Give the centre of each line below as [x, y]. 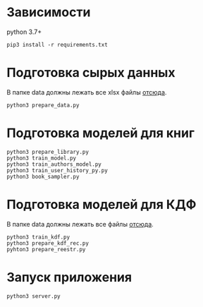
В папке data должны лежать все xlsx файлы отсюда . [87, 92]
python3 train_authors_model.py [54, 164]
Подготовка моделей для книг [101, 133]
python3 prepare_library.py [48, 152]
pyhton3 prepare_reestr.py [46, 249]
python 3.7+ [24, 32]
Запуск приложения [69, 277]
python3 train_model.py [42, 158]
